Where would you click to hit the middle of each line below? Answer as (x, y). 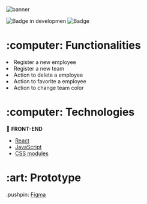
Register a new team (39, 68)
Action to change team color (49, 88)
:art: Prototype (44, 178)
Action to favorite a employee (50, 81)
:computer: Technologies (70, 112)
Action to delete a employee (49, 75)
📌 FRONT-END (25, 129)
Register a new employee (45, 62)
